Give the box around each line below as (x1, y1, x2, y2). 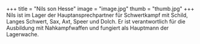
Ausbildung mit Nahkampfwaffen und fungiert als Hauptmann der (6, 24, 169, 31)
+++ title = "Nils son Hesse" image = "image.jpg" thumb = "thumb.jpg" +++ (6, 5, 195, 12)
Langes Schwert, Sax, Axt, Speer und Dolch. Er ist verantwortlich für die (6, 18, 185, 25)
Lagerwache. (6, 31, 39, 38)
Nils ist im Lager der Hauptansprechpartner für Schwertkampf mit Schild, (6, 11, 189, 19)
